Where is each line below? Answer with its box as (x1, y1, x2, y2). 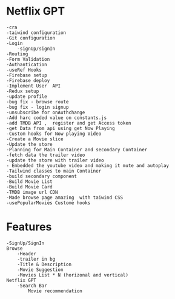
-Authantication (6, 61, 47, 67)
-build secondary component (6, 173, 78, 179)
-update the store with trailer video (6, 157, 104, 163)
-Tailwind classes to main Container (6, 168, 102, 174)
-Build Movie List (6, 178, 53, 185)
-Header (17, 250, 36, 256)
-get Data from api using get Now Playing (6, 125, 115, 131)
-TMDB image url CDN (6, 189, 59, 195)
